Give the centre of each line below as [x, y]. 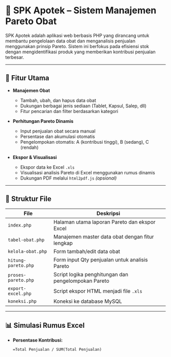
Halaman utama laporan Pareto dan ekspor [104, 222]
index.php [20, 225]
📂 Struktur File [28, 199]
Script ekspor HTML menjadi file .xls [98, 291]
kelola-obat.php [27, 251]
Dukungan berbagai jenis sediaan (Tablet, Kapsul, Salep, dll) [83, 106]
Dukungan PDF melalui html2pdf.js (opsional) [68, 178]
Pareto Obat [31, 21]
